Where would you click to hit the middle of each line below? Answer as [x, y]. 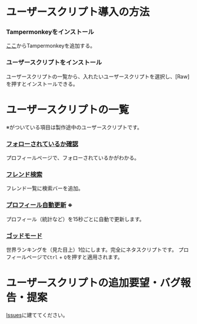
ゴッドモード [24, 236]
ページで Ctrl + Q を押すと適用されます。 [75, 257]
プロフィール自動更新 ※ [39, 205]
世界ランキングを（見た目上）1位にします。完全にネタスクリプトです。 [92, 249]
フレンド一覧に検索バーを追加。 [45, 188]
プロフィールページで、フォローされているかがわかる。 [73, 158]
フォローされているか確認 [42, 143]
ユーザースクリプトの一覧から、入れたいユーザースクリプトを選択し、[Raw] [98, 76]
